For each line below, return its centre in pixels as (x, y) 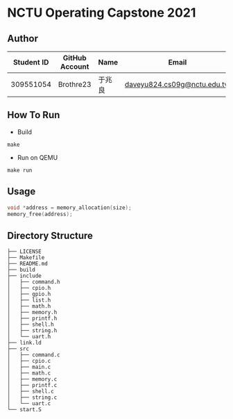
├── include (24, 276)
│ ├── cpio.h (29, 288)
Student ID (31, 62)
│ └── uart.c (29, 404)
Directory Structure (50, 235)
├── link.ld (24, 343)
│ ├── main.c (29, 367)
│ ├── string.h (32, 331)
